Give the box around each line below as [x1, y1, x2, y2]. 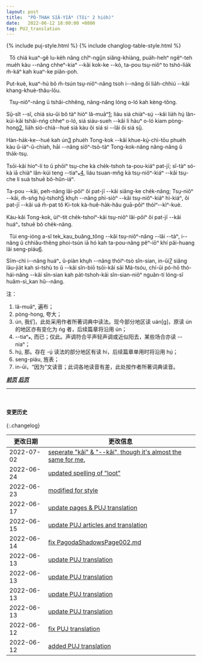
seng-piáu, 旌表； [14, 356, 60, 363]
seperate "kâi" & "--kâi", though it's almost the [47, 448, 182, 456]
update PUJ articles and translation [47, 521, 148, 530]
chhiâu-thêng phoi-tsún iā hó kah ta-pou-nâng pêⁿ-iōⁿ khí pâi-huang [25, 239, 195, 247]
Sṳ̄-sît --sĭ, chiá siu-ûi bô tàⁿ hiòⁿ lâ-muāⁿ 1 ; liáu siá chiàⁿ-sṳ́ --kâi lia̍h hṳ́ [6, 111, 185, 118]
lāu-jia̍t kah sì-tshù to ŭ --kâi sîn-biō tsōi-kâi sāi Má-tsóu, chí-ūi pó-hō [6, 264, 180, 271]
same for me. [47, 456, 85, 464]
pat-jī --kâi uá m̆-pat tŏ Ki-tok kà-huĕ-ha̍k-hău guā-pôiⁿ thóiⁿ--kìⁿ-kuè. [6, 201, 182, 208]
